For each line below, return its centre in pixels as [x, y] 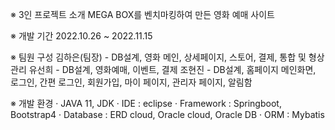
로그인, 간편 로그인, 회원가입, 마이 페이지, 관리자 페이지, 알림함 [131, 82]
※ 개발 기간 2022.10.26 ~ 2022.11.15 [81, 36]
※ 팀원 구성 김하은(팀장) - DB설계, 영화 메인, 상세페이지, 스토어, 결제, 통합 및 [158, 57]
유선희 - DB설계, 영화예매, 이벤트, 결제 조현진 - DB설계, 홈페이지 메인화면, [172, 69]
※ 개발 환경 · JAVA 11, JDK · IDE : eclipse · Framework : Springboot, [146, 103]
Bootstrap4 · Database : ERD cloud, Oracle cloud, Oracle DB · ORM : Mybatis [167, 114]
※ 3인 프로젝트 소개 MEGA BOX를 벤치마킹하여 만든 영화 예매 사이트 [143, 14]
